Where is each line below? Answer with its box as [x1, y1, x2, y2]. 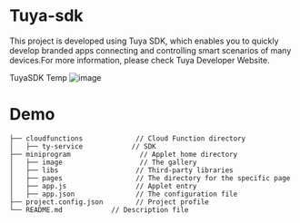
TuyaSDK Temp [9, 72, 68, 82]
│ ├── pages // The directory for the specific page [9, 173, 291, 182]
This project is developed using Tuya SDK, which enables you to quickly [9, 35, 279, 46]
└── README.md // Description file [9, 205, 189, 214]
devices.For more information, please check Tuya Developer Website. [9, 54, 270, 65]
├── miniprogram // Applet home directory [9, 150, 238, 159]
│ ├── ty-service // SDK [9, 141, 156, 150]
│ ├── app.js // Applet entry [9, 181, 197, 190]
